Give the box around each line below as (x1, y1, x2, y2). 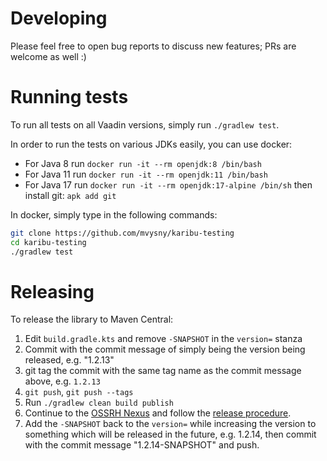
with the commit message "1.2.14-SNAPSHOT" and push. (24, 439, 260, 451)
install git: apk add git (24, 189, 117, 201)
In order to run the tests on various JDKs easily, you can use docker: (10, 138, 293, 150)
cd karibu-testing (10, 237, 87, 247)
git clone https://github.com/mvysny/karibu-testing (10, 228, 235, 238)
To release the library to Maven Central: (10, 313, 174, 326)
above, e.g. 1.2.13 (24, 375, 101, 387)
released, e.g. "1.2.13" (24, 354, 115, 366)
